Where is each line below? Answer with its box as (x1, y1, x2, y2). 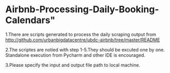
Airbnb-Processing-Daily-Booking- (5, 4, 159, 15)
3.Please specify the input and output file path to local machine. (5, 62, 140, 68)
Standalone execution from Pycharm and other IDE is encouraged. (5, 52, 145, 58)
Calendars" (5, 14, 55, 26)
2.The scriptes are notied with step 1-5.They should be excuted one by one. (5, 46, 165, 53)
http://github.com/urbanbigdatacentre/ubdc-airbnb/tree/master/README (5, 37, 160, 43)
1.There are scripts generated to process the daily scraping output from (5, 31, 157, 37)
